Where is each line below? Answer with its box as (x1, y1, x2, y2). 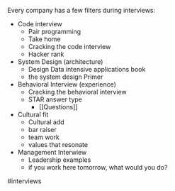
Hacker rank (28, 50, 64, 58)
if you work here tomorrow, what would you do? (28, 163, 168, 171)
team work (28, 133, 60, 141)
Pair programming (28, 28, 81, 36)
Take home (28, 35, 62, 43)
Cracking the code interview (28, 43, 111, 50)
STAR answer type (28, 95, 83, 104)
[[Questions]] (38, 103, 78, 111)
